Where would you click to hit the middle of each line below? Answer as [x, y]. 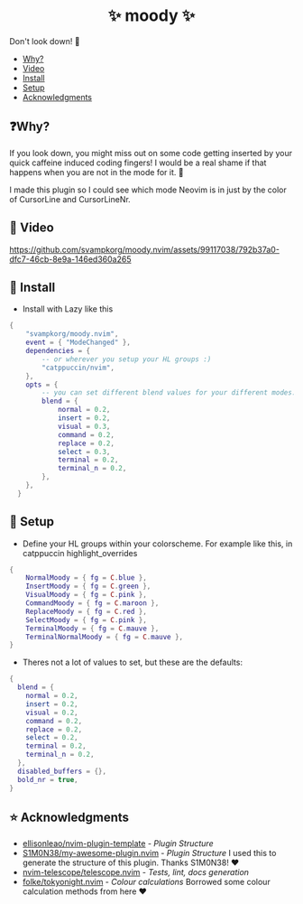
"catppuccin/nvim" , [78, 368]
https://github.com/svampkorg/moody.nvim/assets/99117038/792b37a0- [144, 249]
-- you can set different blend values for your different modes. [169, 393]
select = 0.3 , [84, 452]
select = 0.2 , [52, 738]
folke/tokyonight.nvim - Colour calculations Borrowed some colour [146, 882]
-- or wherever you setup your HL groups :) [127, 359]
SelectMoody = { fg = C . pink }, [86, 620]
